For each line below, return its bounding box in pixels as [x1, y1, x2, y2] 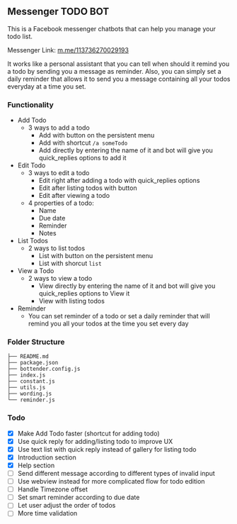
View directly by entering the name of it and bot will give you [38, 281, 216, 290]
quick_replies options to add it [38, 154, 127, 162]
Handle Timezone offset [17, 485, 88, 494]
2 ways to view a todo [28, 274, 93, 283]
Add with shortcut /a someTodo [38, 138, 128, 147]
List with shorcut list [38, 259, 102, 268]
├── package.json [7, 359, 59, 367]
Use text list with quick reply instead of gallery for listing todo [17, 445, 197, 453]
